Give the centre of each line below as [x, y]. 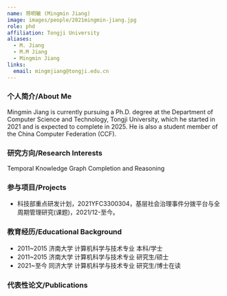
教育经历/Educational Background [65, 232]
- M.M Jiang [31, 52]
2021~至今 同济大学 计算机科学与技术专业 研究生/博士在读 [99, 265]
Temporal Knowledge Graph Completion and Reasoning [86, 169]
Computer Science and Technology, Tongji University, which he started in [111, 119]
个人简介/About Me [40, 96]
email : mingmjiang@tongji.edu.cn [61, 71]
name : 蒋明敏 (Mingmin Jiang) [49, 13]
